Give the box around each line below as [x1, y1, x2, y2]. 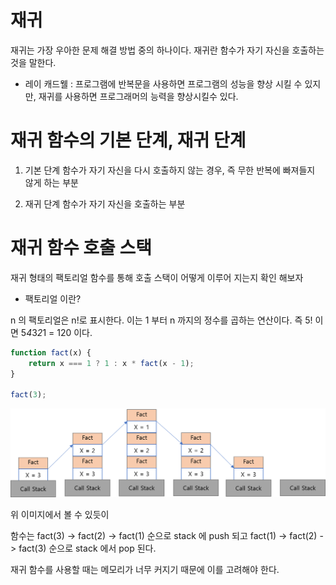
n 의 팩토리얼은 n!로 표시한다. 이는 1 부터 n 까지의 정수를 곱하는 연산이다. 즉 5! [10, 314, 313, 326]
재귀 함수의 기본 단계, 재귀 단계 [10, 129, 247, 152]
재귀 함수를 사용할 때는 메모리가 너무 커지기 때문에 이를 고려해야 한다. [10, 564, 280, 576]
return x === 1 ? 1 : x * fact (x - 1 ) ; [28, 358, 195, 368]
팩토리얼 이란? [24, 292, 82, 305]
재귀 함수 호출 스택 [10, 237, 152, 260]
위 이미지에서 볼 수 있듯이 [10, 509, 110, 521]
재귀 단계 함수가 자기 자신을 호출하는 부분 [24, 197, 186, 210]
